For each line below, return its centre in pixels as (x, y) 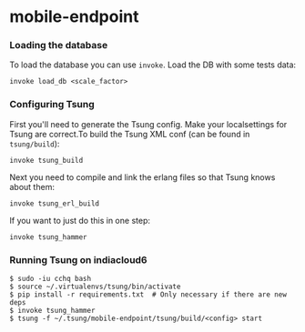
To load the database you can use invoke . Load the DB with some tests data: (153, 65)
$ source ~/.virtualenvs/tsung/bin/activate (95, 287)
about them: (32, 186)
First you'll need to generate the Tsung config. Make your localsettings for (148, 124)
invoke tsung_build (46, 160)
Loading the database (59, 45)
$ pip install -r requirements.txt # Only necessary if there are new (148, 295)
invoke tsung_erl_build (55, 203)
